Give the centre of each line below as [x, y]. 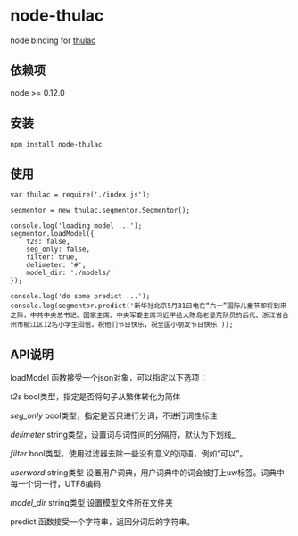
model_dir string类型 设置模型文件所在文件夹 [91, 503]
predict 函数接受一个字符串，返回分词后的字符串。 [103, 522]
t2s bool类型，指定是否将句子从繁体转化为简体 [95, 397]
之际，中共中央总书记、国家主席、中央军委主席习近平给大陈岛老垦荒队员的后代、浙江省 [146, 315]
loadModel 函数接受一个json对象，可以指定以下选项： [109, 378]
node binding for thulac [53, 40]
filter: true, [52, 257]
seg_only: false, [58, 250]
